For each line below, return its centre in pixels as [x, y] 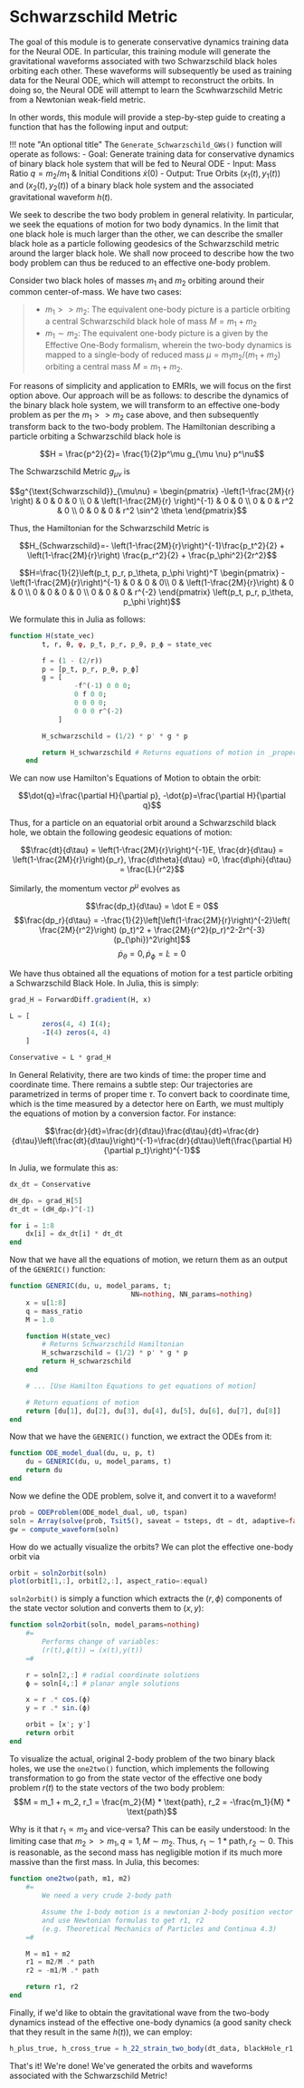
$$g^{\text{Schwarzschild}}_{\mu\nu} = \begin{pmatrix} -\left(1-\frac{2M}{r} [152, 490]
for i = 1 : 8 [32, 1226]
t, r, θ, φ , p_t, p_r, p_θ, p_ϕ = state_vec [127, 644]
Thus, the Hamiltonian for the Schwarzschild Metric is [109, 528]
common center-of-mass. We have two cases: [96, 292]
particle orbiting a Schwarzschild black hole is [95, 436]
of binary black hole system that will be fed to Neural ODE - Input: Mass [143, 163]
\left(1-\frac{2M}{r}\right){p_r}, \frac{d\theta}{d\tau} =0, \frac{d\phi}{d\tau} [152, 859]
